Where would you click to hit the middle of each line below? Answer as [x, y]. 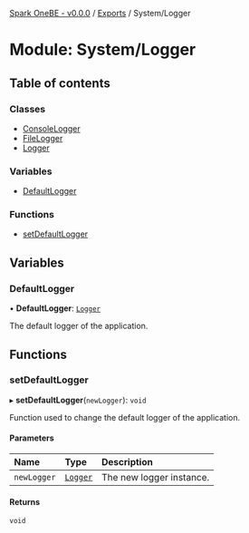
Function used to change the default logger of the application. [125, 417]
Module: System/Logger [103, 50]
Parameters [32, 438]
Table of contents [60, 83]
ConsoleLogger [51, 128]
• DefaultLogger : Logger [55, 308]
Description [127, 462]
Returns [25, 501]
